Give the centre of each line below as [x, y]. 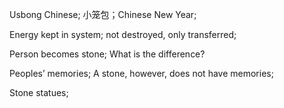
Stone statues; [39, 92]
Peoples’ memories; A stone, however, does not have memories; [141, 73]
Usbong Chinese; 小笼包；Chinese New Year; [103, 14]
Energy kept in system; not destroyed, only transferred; [123, 34]
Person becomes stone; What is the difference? [107, 54]
